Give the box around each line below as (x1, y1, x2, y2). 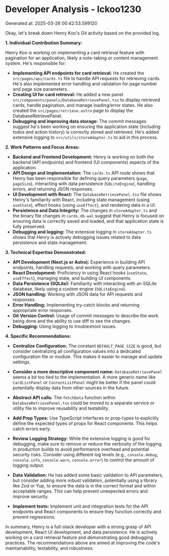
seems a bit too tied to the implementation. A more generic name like (12, 374, 156, 380)
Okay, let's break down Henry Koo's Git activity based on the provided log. (5, 30, 160, 36)
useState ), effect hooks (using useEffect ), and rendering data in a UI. (12, 202, 156, 208)
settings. (12, 359, 31, 365)
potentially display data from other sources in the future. (12, 385, 130, 391)
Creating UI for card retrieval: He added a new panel (12, 91, 124, 97)
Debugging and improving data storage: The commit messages (12, 118, 147, 124)
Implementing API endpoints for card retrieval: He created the (12, 70, 144, 76)
